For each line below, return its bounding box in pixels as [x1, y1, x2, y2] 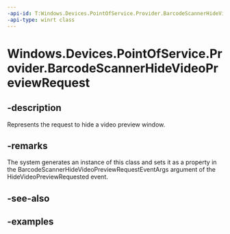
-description [7, 102, 62, 114]
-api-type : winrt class [7, 16, 75, 23]
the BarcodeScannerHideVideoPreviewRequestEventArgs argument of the [7, 166, 216, 174]
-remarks [7, 140, 48, 151]
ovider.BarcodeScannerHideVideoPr [7, 60, 219, 76]
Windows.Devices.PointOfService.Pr [7, 46, 222, 62]
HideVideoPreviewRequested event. [7, 172, 108, 181]
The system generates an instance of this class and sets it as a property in [7, 158, 217, 166]
